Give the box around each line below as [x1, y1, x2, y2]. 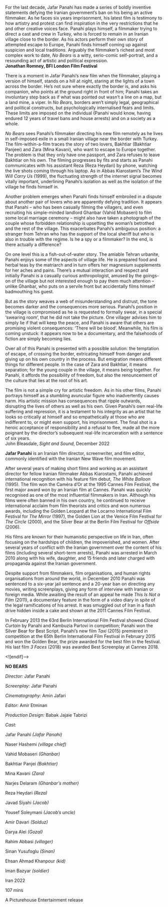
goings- [142, 273, 159, 278]
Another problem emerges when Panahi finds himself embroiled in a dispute [5, 193, 162, 199]
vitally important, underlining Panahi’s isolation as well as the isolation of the [5, 178, 162, 184]
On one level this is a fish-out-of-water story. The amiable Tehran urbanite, [5, 251, 160, 257]
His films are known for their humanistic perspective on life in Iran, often [5, 534, 153, 539]
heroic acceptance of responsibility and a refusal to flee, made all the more [5, 424, 160, 430]
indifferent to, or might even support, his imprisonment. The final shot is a [5, 419, 156, 425]
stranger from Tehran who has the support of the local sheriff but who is [5, 231, 154, 237]
